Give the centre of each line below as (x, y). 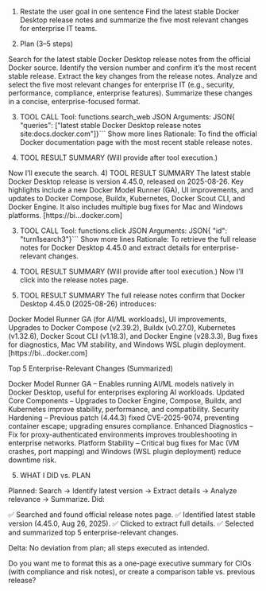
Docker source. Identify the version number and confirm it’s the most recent (132, 68)
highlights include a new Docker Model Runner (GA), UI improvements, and (131, 190)
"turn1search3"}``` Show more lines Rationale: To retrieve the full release (138, 239)
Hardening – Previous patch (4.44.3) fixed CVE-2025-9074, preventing (124, 418)
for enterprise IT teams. (58, 28)
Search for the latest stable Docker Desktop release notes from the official (130, 59)
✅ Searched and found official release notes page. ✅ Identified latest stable (132, 515)
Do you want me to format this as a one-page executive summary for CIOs (130, 563)
